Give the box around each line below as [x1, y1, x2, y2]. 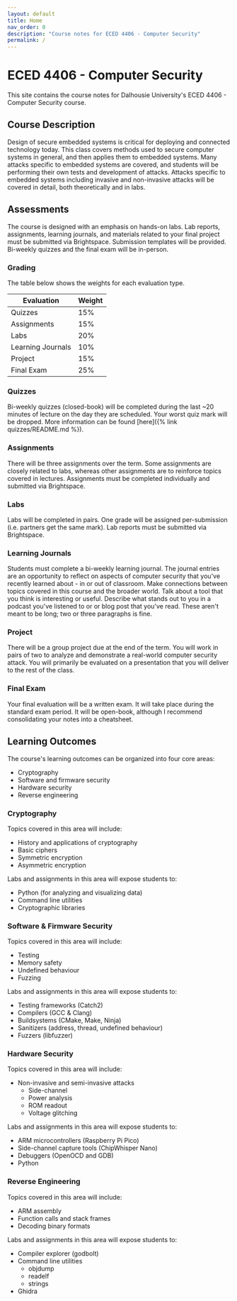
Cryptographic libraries [17, 903, 86, 912]
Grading [7, 262, 36, 272]
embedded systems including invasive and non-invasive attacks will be [7, 175, 214, 184]
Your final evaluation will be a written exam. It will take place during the [7, 699, 214, 708]
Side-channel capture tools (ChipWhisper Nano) [17, 1144, 158, 1153]
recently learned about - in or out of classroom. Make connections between [7, 580, 228, 588]
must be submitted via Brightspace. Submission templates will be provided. [7, 237, 226, 245]
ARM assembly [17, 1207, 62, 1215]
